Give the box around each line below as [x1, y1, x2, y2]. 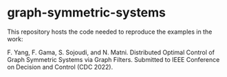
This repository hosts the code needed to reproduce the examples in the [7, 27, 213, 36]
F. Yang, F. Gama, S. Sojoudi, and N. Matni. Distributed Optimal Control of [7, 48, 215, 56]
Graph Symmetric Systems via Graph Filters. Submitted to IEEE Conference [7, 55, 220, 63]
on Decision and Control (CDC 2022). [7, 63, 113, 71]
